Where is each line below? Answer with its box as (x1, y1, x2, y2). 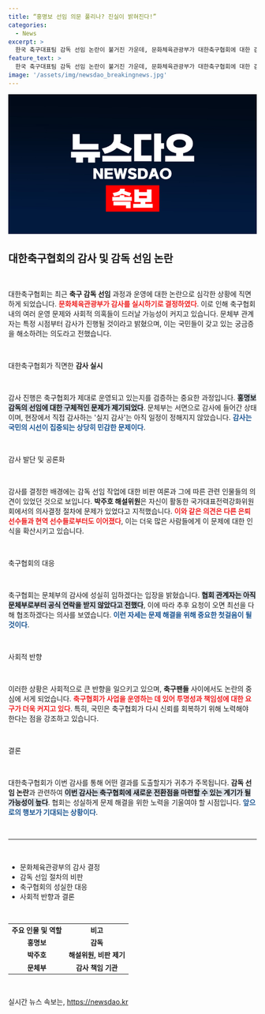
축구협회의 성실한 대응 (19, 882, 88, 892)
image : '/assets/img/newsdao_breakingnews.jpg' (8, 71, 168, 79)
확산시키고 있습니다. (22, 526, 84, 536)
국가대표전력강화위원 (190, 497, 255, 506)
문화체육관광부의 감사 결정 (19, 862, 101, 872)
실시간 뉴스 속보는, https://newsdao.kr (8, 997, 129, 1007)
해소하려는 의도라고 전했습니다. (16, 329, 112, 339)
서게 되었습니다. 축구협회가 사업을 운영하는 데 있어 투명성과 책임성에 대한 (22, 694, 244, 704)
